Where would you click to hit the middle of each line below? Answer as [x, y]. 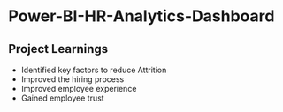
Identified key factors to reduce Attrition [94, 70]
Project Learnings [58, 49]
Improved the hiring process [73, 79]
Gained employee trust [62, 98]
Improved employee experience [79, 89]
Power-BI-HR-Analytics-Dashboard [141, 16]
